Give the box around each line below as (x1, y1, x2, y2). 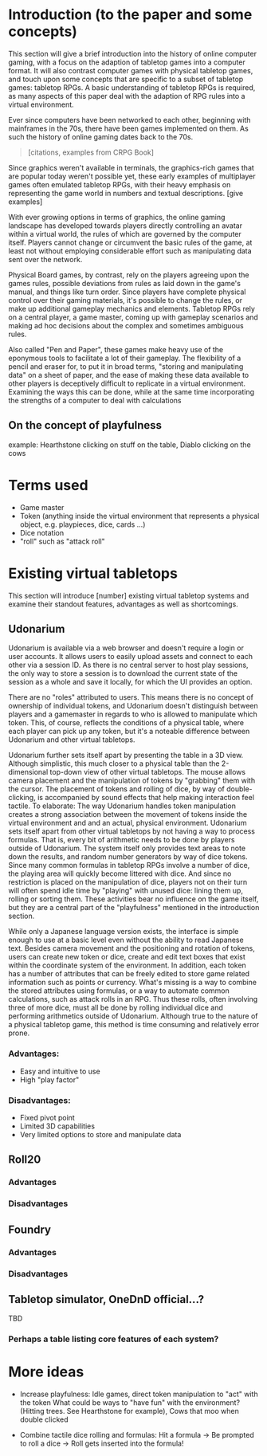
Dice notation (19, 528, 65, 537)
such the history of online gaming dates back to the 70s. (8, 131, 194, 141)
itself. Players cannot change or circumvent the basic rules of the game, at (8, 237, 253, 247)
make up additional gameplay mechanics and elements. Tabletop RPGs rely (8, 304, 255, 313)
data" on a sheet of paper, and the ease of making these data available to (8, 370, 249, 379)
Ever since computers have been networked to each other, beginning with (8, 115, 251, 124)
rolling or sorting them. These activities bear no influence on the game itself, (8, 894, 259, 904)
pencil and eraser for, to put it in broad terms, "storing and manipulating (8, 361, 244, 371)
